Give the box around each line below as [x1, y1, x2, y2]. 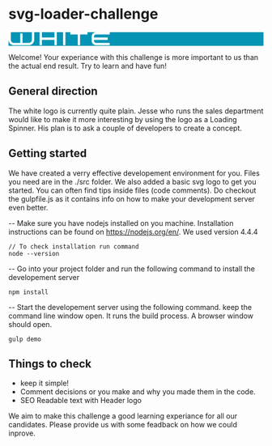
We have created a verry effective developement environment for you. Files [8, 168, 261, 178]
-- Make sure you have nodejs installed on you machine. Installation [8, 218, 234, 227]
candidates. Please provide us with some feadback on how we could [8, 420, 237, 430]
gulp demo [8, 335, 42, 343]
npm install [8, 288, 49, 296]
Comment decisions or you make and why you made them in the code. [19, 387, 257, 397]
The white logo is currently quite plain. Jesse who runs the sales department [8, 106, 264, 116]
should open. [8, 319, 53, 329]
